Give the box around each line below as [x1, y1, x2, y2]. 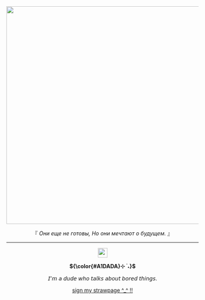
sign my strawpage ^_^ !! [72, 287, 133, 294]
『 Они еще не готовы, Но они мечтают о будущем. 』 [32, 230, 173, 237]
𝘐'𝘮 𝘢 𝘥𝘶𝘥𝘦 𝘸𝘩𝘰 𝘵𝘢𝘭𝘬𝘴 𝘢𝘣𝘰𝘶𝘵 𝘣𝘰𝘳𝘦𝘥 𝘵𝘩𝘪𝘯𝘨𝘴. [48, 275, 157, 282]
